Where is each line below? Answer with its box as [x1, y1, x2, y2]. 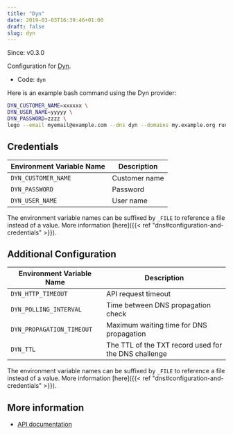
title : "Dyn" [7, 10, 45, 17]
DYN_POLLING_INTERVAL [10, 306, 82, 314]
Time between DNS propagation [106, 300, 212, 310]
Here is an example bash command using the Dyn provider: [7, 89, 177, 97]
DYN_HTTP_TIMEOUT [10, 290, 68, 298]
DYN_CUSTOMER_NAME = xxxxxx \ [7, 102, 89, 110]
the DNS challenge [106, 349, 168, 359]
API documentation [17, 420, 73, 429]
